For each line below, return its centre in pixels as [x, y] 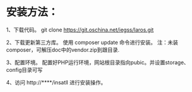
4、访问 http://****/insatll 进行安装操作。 [56, 82]
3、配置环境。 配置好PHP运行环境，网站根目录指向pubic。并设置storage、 [97, 62]
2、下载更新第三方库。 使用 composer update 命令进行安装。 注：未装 [92, 42]
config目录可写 [24, 69]
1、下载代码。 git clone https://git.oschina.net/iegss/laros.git [80, 30]
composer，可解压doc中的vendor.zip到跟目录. [63, 50]
